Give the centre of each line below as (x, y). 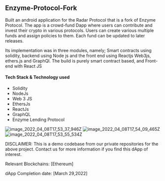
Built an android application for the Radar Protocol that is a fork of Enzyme (81, 20)
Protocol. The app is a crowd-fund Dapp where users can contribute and (79, 25)
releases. (14, 41)
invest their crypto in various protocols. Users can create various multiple (80, 30)
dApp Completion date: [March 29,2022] (46, 174)
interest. (14, 154)
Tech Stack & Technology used (37, 77)
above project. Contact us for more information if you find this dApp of (77, 149)
